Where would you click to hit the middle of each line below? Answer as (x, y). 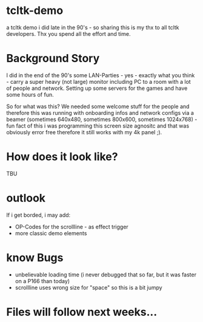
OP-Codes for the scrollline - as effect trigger (72, 227)
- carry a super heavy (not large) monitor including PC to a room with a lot (98, 81)
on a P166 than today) (42, 281)
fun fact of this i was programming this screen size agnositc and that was (98, 126)
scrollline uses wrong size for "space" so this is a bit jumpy (88, 287)
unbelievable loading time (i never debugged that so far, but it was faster (106, 275)
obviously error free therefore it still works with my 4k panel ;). (84, 132)
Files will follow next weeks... (82, 312)
